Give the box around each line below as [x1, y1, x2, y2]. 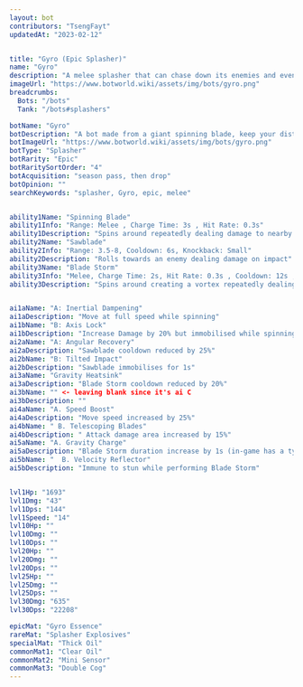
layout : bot [9, 13, 54, 23]
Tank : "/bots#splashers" [17, 105, 111, 114]
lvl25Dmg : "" [9, 580, 59, 589]
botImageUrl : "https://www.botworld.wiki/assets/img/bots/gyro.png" [9, 137, 272, 147]
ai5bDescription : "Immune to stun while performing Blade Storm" [9, 464, 260, 473]
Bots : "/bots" [17, 96, 70, 105]
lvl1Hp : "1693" [9, 487, 67, 497]
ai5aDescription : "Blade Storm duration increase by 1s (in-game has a [9, 447, 284, 456]
